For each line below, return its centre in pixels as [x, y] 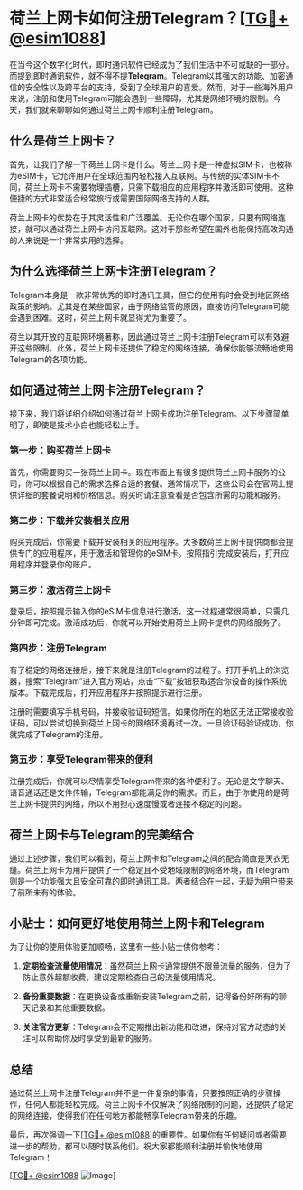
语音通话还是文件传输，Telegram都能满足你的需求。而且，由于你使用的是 [145, 792]
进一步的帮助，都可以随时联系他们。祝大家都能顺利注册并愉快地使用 [136, 1146]
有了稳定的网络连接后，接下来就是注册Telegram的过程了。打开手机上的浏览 [149, 670]
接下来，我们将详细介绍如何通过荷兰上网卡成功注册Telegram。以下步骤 [141, 414]
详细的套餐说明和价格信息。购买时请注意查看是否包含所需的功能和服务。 [151, 494]
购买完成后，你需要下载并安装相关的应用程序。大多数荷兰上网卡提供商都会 [147, 541]
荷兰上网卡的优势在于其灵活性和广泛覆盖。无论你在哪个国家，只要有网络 [143, 217]
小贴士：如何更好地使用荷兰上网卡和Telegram [137, 924]
